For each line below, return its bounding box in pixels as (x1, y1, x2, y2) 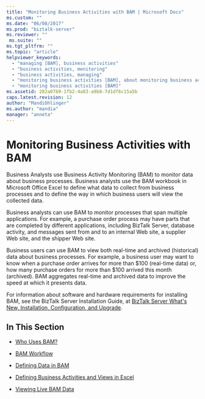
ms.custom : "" (6, 15, 43, 21)
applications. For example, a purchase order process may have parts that (6, 215, 190, 223)
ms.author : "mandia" (6, 105, 59, 112)
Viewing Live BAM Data (15, 386, 74, 393)
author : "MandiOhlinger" (6, 100, 70, 106)
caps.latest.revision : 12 (6, 94, 72, 100)
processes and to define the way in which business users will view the (6, 190, 183, 198)
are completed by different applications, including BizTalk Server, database (6, 222, 195, 229)
